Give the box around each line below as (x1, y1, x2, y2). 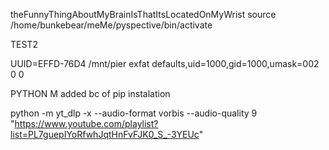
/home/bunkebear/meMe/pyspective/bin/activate (10, 19, 213, 31)
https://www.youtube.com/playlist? (14, 118, 159, 129)
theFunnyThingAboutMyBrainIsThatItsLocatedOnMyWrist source (10, 9, 277, 20)
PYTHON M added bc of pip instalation (10, 88, 171, 99)
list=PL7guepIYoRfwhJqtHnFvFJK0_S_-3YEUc (10, 129, 200, 140)
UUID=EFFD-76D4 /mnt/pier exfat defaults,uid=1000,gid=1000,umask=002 (10, 58, 320, 69)
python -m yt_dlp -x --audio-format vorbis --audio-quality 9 (10, 107, 258, 119)
